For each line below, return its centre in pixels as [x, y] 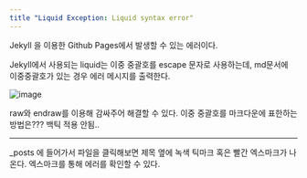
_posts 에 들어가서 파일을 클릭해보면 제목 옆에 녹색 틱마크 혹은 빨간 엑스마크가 [148, 152]
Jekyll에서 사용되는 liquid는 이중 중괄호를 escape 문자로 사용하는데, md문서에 [149, 64]
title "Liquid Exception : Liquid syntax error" [102, 18]
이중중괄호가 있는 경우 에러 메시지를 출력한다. [90, 76]
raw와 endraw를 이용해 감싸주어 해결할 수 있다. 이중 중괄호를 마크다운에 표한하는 [153, 113]
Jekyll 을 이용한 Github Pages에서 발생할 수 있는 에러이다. [114, 45]
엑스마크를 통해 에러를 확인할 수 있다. [95, 163]
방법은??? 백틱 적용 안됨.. [55, 124]
